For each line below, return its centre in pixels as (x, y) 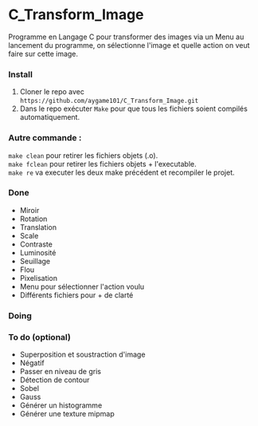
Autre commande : (45, 138)
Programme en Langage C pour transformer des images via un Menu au (126, 37)
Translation (38, 227)
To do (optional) (40, 337)
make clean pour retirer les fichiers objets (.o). (83, 155)
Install (21, 74)
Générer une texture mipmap (67, 414)
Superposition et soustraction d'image (82, 355)
